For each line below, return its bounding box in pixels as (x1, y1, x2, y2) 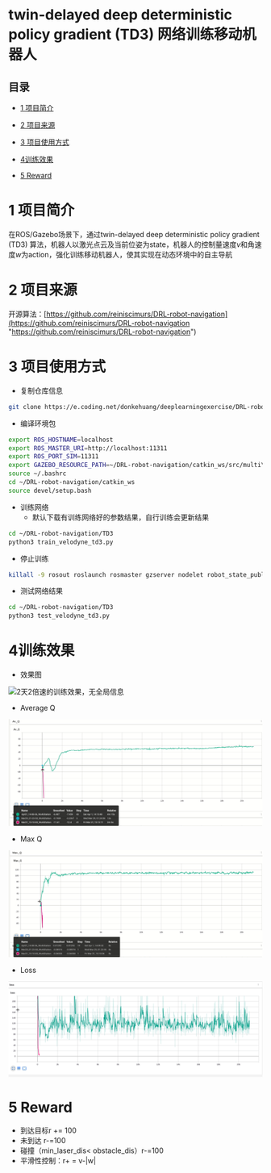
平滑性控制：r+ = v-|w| (19, 1156, 97, 1166)
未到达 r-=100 (19, 1136, 66, 1146)
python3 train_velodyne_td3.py (8, 538, 114, 546)
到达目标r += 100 (19, 1125, 77, 1135)
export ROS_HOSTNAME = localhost (8, 436, 114, 444)
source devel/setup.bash (8, 486, 92, 495)
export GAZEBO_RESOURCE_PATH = (8, 461, 110, 470)
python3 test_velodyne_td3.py (8, 612, 110, 620)
